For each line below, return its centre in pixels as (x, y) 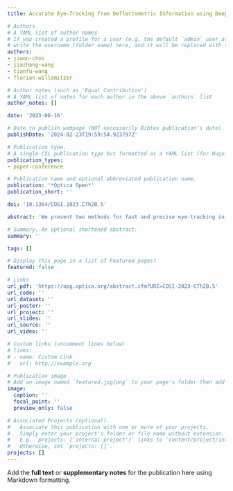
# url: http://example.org (49, 363)
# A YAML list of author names (52, 33)
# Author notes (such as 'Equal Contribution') (77, 90)
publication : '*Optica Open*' (51, 186)
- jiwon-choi (26, 59)
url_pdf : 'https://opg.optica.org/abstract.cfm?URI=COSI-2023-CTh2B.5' (113, 286)
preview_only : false (43, 408)
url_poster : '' (29, 306)
